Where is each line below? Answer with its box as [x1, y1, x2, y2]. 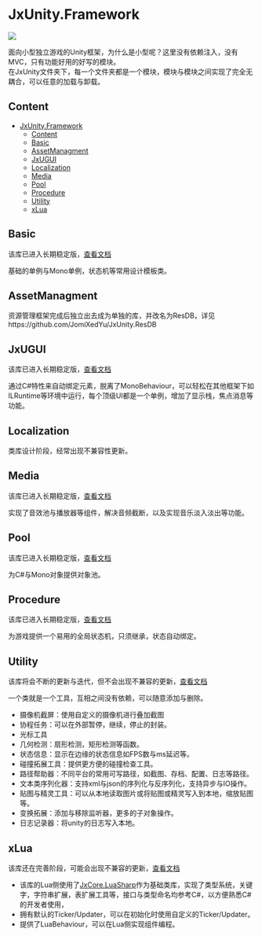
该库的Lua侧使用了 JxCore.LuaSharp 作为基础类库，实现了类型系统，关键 [19, 880, 253, 890]
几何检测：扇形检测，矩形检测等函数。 [19, 739, 144, 749]
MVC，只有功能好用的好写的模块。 [8, 57, 121, 66]
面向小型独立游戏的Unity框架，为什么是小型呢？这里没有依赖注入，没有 [8, 47, 238, 57]
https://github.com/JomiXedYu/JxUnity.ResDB [8, 320, 157, 330]
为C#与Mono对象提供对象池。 [8, 569, 105, 579]
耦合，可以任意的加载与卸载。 [8, 76, 104, 86]
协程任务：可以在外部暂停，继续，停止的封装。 [19, 720, 171, 729]
